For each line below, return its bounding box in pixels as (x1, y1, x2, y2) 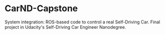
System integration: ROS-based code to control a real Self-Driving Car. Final (4, 19, 160, 25)
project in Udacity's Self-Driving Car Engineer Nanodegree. (4, 24, 126, 30)
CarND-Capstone (4, 3, 78, 14)
